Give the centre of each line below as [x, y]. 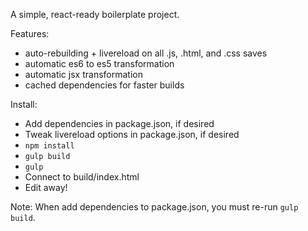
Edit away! [46, 187]
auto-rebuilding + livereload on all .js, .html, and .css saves [146, 53]
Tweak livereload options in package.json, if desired [132, 134]
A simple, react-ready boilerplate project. [95, 14]
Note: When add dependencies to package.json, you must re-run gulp [154, 207]
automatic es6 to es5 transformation [99, 63]
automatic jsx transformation [83, 74]
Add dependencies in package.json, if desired [119, 123]
